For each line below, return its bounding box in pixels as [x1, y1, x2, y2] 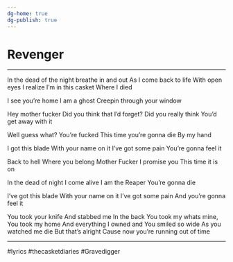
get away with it [7, 117, 53, 125]
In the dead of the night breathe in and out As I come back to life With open [7, 76, 223, 84]
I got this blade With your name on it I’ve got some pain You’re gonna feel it [7, 144, 222, 152]
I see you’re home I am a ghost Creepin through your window [7, 96, 182, 105]
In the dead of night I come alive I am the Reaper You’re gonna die [7, 178, 196, 187]
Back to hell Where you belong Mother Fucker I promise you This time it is [7, 157, 218, 166]
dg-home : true [7, 10, 49, 17]
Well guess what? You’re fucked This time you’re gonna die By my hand [7, 131, 212, 139]
